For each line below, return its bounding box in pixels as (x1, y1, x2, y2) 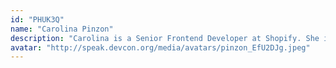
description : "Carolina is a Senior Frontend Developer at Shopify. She (10, 33, 320, 43)
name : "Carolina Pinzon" (10, 24, 114, 34)
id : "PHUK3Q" (10, 14, 65, 25)
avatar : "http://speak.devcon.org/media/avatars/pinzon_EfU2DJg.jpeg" (10, 42, 311, 53)
